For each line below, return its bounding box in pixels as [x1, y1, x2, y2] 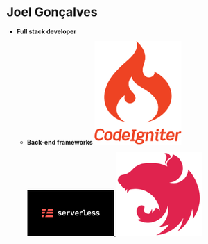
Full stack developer [16, 27, 77, 35]
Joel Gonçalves [6, 4, 98, 20]
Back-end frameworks [26, 138, 93, 146]
